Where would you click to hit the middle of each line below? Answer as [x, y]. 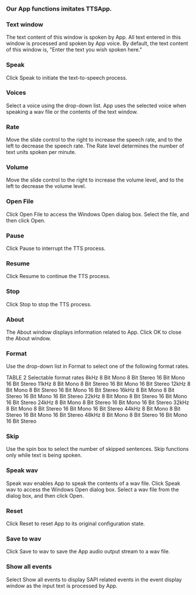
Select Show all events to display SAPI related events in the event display [94, 579]
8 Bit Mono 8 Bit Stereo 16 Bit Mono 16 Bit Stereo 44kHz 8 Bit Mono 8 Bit [93, 409]
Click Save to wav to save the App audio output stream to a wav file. [88, 552]
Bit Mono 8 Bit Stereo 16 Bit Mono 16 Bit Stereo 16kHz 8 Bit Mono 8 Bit [90, 390]
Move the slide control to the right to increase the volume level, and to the [95, 180]
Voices [16, 93]
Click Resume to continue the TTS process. [58, 276]
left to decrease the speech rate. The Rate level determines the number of [95, 146]
